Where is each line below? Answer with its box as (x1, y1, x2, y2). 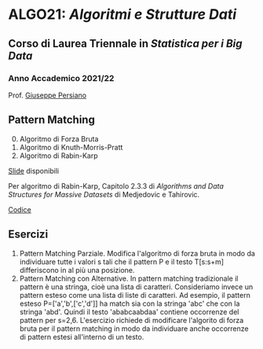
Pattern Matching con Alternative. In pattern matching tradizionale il (19, 274, 239, 283)
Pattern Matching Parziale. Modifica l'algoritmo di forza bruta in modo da (19, 248, 255, 258)
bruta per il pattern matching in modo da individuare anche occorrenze (19, 324, 249, 333)
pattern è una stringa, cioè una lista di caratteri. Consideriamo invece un (19, 281, 254, 292)
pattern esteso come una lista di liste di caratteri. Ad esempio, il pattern (19, 290, 251, 299)
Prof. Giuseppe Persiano (8, 90, 87, 100)
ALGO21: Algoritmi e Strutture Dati (8, 6, 237, 24)
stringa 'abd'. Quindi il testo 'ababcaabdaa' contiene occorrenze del (19, 307, 239, 316)
